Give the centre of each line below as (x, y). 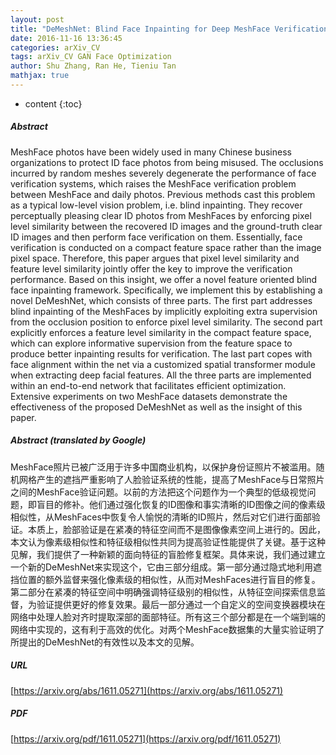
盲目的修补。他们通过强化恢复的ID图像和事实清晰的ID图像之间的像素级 (181, 504)
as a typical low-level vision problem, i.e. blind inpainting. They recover (156, 205)
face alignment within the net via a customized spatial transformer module (163, 364)
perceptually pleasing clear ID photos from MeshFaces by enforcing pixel (161, 215)
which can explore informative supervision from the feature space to (151, 343)
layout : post (37, 19)
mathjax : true (40, 76)
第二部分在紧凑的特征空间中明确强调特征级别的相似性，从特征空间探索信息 (163, 592)
